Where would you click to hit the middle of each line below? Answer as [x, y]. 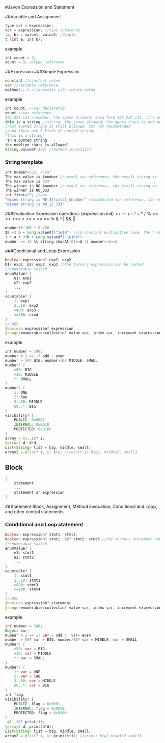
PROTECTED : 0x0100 [33, 429]
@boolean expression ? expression [39, 328]
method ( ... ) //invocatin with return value [50, 90]
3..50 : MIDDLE [28, 402]
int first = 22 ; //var [26, 195]
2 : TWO [21, 397]
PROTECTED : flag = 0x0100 [41, 713]
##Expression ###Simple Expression [42, 72]
